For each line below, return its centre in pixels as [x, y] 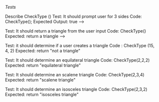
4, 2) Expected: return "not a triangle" [43, 51]
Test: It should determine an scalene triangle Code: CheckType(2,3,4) [75, 75]
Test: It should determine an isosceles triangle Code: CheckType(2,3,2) [76, 89]
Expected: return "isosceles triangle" [42, 94]
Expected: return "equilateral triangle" [43, 65]
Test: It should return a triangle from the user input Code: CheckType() [76, 31]
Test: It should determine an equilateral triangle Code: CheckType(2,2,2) [77, 60]
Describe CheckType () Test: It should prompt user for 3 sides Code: [73, 16]
